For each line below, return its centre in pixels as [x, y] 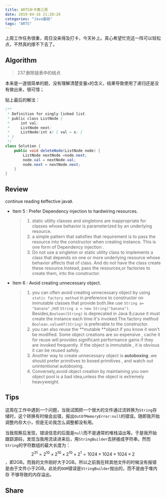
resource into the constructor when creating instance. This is [94, 242]
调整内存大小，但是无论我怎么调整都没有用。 [51, 422]
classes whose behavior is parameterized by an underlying [92, 226]
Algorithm [21, 60]
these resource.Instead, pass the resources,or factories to [91, 268]
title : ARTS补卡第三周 [27, 10]
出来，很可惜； [29, 90]
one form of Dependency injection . [68, 247]
